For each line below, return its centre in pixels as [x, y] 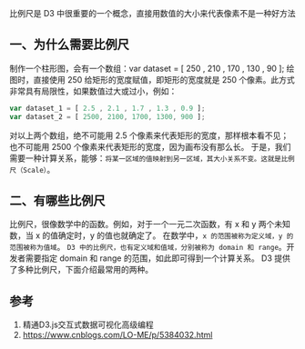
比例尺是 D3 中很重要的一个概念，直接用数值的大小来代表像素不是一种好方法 [152, 13]
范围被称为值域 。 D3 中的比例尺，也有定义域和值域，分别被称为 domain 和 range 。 [148, 247]
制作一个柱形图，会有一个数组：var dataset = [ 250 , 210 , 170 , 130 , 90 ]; [147, 68]
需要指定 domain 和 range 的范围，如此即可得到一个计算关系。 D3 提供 [158, 258]
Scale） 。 [39, 169]
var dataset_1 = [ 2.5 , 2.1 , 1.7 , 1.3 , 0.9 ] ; [107, 108]
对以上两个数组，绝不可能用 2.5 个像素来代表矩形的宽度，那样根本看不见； [149, 135]
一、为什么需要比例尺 [69, 45]
